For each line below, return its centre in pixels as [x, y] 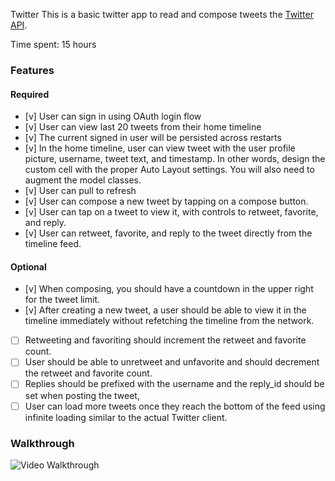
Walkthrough [42, 443]
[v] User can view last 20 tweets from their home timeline [143, 127]
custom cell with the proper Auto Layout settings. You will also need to [169, 170]
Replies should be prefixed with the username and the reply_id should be [174, 384]
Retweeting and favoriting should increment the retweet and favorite [165, 340]
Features [32, 70]
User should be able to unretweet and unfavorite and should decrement [172, 362]
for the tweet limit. [62, 300]
